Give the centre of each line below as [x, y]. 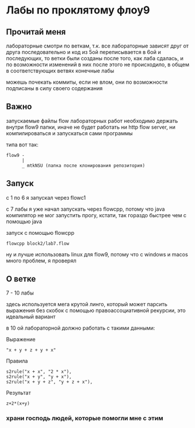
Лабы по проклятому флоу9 [78, 10]
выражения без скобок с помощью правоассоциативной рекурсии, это [96, 310]
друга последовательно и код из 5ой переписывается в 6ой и [83, 52]
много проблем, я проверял [41, 261]
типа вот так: [22, 145]
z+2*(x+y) [18, 404]
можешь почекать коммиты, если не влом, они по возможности [87, 82]
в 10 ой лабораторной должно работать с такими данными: [81, 328]
